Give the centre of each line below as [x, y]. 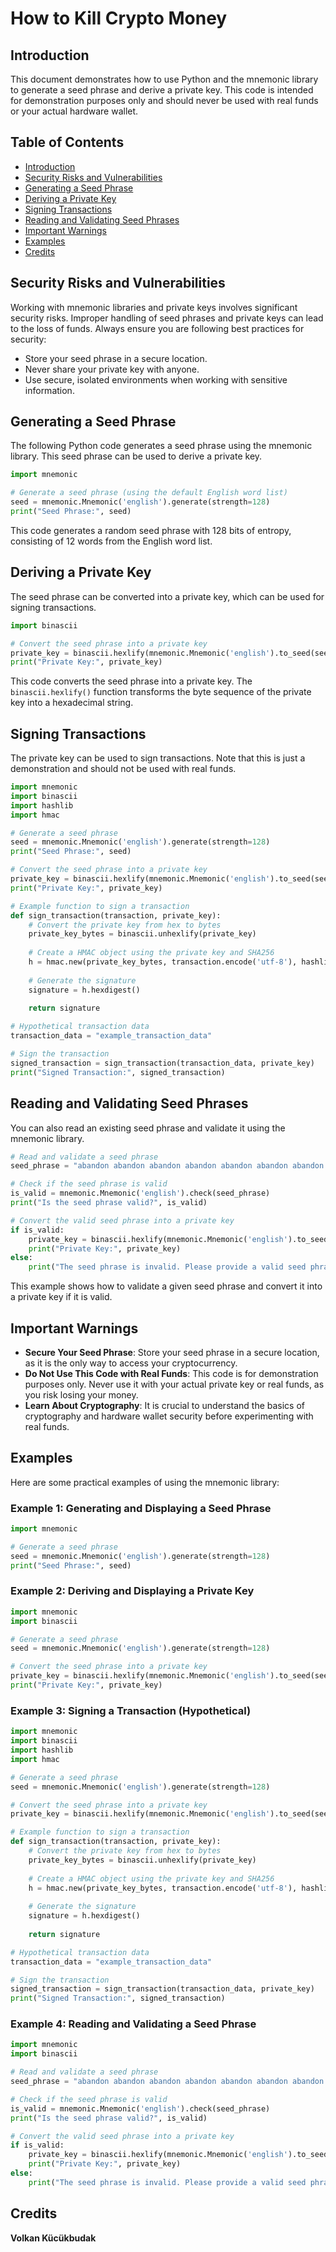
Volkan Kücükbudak [53, 2238]
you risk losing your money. [81, 1394]
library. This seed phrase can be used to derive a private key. [136, 456]
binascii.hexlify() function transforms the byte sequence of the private [161, 692]
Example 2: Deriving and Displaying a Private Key [132, 1591]
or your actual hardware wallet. [74, 111]
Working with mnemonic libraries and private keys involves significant [154, 307]
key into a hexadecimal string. [72, 703]
